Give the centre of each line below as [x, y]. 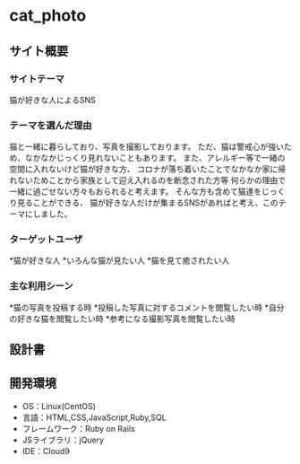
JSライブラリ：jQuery [63, 440]
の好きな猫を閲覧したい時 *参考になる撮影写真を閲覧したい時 [122, 319]
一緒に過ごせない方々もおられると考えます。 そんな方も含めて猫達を [136, 192]
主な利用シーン [41, 286]
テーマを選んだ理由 [51, 125]
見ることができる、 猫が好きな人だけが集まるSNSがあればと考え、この [148, 203]
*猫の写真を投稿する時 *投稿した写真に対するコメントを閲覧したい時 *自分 [147, 307]
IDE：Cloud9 [46, 451]
